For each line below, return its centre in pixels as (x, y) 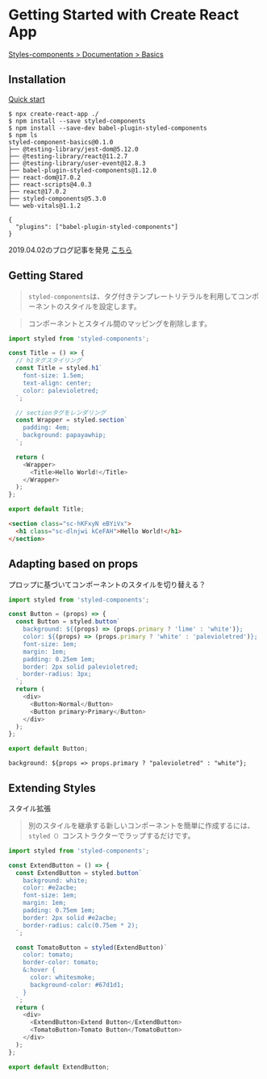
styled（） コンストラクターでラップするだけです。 (111, 835)
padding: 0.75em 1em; (59, 910)
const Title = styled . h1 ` (59, 369)
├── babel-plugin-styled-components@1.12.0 (83, 170)
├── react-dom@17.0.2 (45, 177)
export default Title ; (46, 510)
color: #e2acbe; (50, 888)
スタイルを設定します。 (102, 306)
